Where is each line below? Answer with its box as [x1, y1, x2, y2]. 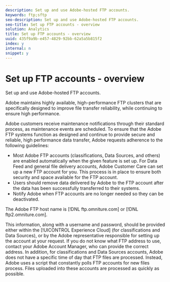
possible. [5, 271, 25, 277]
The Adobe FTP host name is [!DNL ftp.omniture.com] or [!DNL [5, 206, 139, 213]
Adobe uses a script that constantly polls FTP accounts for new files [5, 260, 150, 266]
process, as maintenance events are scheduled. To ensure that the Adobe [5, 126, 162, 132]
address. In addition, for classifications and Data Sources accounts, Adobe [5, 249, 163, 255]
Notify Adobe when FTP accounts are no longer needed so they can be [12, 191, 164, 197]
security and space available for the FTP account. [12, 174, 118, 181]
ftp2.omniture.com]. [5, 211, 48, 218]
